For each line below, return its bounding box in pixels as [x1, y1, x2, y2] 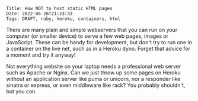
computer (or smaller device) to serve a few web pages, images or [6, 32, 169, 40]
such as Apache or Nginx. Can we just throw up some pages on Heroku [6, 69, 181, 76]
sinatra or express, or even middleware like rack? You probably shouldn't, [6, 82, 186, 89]
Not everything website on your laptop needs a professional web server [6, 63, 181, 70]
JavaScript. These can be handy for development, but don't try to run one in [6, 39, 193, 45]
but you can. [6, 88, 37, 95]
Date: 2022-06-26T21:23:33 [6, 11, 73, 17]
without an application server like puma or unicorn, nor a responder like [6, 76, 181, 82]
